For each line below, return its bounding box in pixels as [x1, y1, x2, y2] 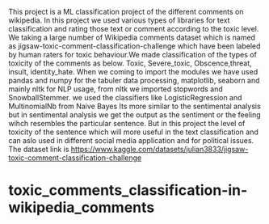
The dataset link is [8, 145, 69, 154]
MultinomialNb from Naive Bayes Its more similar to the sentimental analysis [8, 101, 261, 111]
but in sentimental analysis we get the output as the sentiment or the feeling [8, 110, 261, 120]
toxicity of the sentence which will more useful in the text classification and [8, 127, 258, 137]
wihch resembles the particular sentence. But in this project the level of [8, 119, 246, 128]
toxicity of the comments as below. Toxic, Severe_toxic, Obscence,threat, [8, 58, 252, 68]
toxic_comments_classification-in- [8, 181, 248, 200]
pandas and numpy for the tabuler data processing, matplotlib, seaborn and [8, 76, 260, 85]
